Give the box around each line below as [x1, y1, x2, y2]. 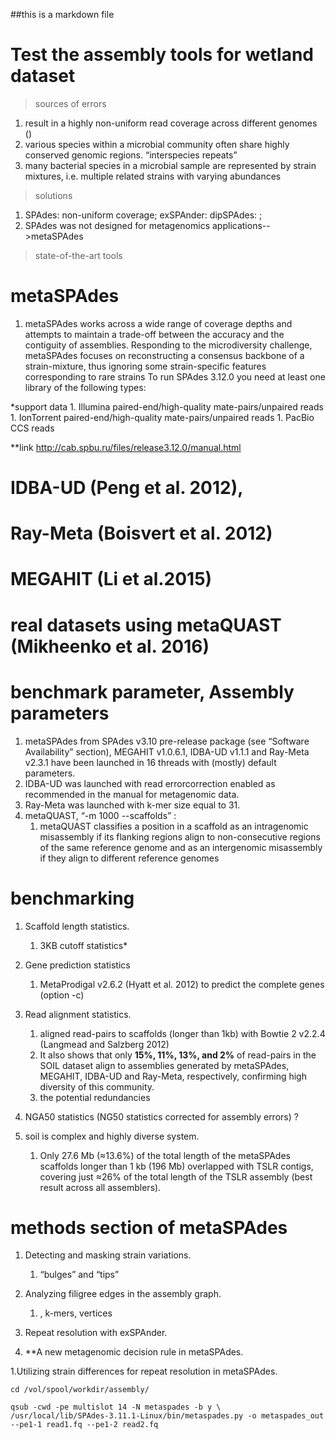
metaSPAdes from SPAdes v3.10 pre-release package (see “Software [24, 735, 310, 747]
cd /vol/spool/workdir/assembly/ [10, 1385, 150, 1395]
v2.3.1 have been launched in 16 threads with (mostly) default [24, 756, 277, 768]
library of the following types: [24, 381, 147, 393]
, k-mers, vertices [39, 1307, 113, 1319]
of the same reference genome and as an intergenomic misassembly [39, 841, 323, 853]
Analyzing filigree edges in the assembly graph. [24, 1288, 222, 1300]
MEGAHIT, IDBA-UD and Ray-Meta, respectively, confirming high [39, 1070, 307, 1082]
